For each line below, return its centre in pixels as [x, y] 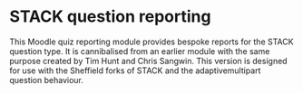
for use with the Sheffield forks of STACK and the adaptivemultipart [135, 70]
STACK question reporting [110, 17]
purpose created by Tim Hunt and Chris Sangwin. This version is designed [148, 61]
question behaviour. [47, 80]
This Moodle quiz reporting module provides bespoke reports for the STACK [151, 42]
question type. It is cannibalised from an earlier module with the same [140, 51]
